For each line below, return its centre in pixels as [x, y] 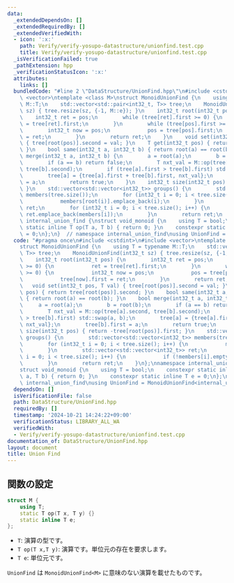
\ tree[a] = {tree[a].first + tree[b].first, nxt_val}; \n [117, 176]
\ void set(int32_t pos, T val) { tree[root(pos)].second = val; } [123, 286]
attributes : [31, 78]
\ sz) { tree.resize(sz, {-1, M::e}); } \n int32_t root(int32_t [119, 111]
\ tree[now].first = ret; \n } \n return [117, 279]
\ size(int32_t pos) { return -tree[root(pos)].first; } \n [107, 331]
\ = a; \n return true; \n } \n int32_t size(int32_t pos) [123, 182]
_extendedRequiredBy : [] [49, 26]
